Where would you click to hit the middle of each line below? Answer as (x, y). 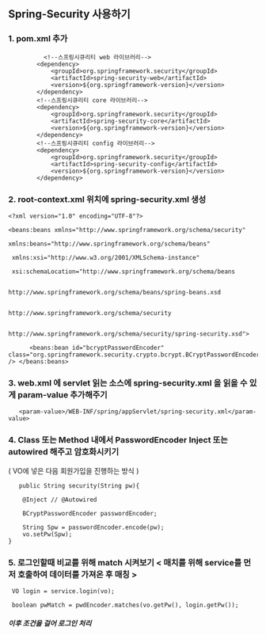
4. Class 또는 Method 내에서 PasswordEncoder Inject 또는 (118, 440)
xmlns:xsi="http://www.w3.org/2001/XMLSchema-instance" (106, 257)
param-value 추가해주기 (63, 394)
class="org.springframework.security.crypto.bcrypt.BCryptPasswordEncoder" (136, 355)
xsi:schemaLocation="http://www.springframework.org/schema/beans (123, 272)
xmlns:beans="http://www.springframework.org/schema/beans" (110, 244)
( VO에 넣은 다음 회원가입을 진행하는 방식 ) (74, 470)
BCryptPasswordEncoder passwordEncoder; (90, 513)
